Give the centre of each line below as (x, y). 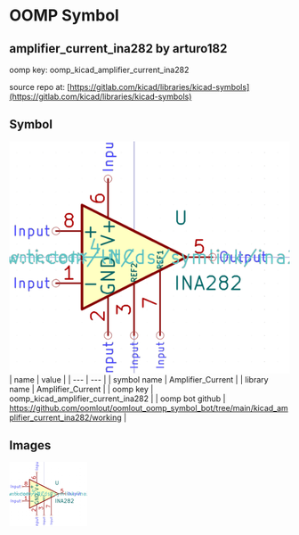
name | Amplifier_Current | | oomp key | (81, 389)
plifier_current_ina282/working (65, 417)
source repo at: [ (40, 87)
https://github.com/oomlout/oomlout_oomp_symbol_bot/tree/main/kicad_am (149, 407)
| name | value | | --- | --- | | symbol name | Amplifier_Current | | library (139, 379)
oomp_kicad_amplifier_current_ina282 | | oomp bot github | (117, 399)
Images (30, 445)
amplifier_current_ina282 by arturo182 (118, 49)
